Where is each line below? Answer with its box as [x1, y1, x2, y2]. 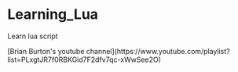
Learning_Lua [7, 5, 99, 23]
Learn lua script [7, 31, 58, 41]
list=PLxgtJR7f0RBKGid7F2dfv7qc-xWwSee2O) [7, 55, 162, 64]
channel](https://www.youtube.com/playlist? [86, 46, 230, 56]
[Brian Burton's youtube [7, 46, 85, 56]
